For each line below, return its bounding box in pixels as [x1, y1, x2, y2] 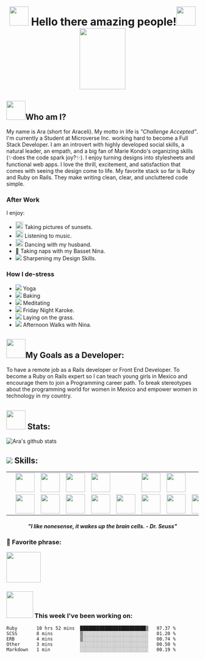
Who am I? [25, 112, 67, 122]
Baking [23, 292, 41, 299]
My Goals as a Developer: [25, 350, 124, 360]
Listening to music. [24, 232, 72, 239]
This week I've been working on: [34, 611, 133, 620]
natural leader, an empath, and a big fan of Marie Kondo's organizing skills [6, 147, 193, 155]
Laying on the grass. [23, 313, 74, 321]
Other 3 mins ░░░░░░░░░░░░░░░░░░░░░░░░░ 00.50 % [6, 641, 176, 647]
